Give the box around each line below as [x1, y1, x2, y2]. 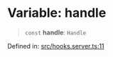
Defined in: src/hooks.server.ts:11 [7, 42, 104, 50]
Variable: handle [7, 5, 107, 21]
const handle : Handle [24, 28, 87, 37]
